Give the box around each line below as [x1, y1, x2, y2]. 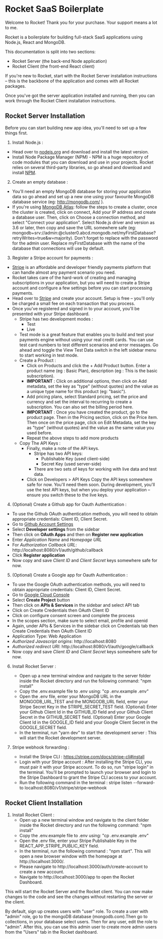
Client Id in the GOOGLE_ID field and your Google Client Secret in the [19, 719, 158, 725]
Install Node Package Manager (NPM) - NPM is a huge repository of [12, 154, 148, 160]
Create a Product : [19, 357, 56, 363]
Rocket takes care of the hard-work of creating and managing [12, 274, 136, 281]
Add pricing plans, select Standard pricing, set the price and [26, 394, 147, 399]
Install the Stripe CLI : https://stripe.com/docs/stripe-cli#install [19, 753, 145, 759]
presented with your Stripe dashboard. [12, 311, 90, 317]
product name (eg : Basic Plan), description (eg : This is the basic [26, 368, 158, 374]
